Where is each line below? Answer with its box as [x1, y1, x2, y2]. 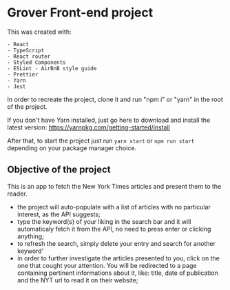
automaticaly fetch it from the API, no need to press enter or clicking [17, 225, 211, 233]
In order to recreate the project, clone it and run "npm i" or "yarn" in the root [7, 95, 223, 103]
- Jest [7, 83, 26, 90]
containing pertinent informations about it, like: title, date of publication [17, 269, 218, 277]
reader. [7, 189, 28, 198]
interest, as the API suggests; [17, 210, 101, 218]
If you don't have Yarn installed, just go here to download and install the [7, 116, 211, 124]
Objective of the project [7, 164, 111, 176]
